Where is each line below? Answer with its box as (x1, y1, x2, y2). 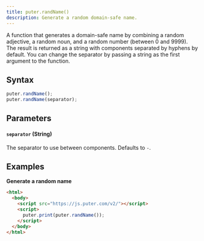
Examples (6, 162, 44, 172)
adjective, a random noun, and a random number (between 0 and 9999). (6, 38, 188, 45)
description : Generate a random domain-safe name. (6, 15, 138, 21)
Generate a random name (6, 178, 72, 185)
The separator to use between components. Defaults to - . (6, 144, 151, 151)
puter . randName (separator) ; (6, 97, 78, 103)
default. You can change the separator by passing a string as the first (6, 51, 180, 58)
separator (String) (6, 130, 52, 138)
